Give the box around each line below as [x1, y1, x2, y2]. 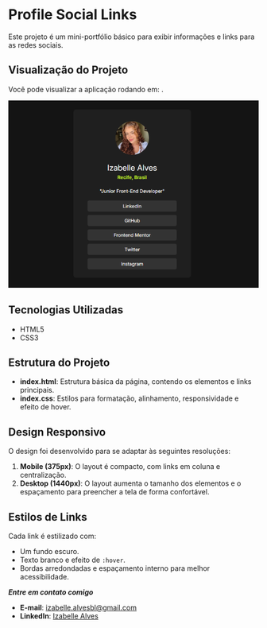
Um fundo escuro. [19, 546, 79, 556]
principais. [19, 386, 55, 395]
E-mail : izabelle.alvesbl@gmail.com [19, 603, 137, 612]
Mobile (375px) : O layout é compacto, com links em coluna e [19, 462, 221, 471]
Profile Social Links [8, 6, 137, 24]
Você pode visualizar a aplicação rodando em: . [8, 84, 164, 94]
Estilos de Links [8, 510, 87, 524]
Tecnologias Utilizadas [8, 304, 124, 317]
